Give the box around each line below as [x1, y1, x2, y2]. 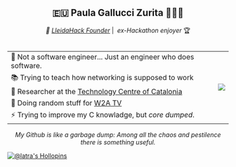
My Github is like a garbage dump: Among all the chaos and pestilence [15, 131, 221, 139]
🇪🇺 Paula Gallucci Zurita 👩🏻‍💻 [52, 7, 184, 19]
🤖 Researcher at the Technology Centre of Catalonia [11, 86, 183, 96]
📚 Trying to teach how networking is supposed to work [11, 72, 194, 82]
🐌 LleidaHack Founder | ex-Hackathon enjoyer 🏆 [45, 26, 191, 34]
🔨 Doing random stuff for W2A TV [11, 98, 122, 107]
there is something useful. [80, 138, 156, 146]
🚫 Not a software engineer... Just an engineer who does [11, 52, 195, 62]
